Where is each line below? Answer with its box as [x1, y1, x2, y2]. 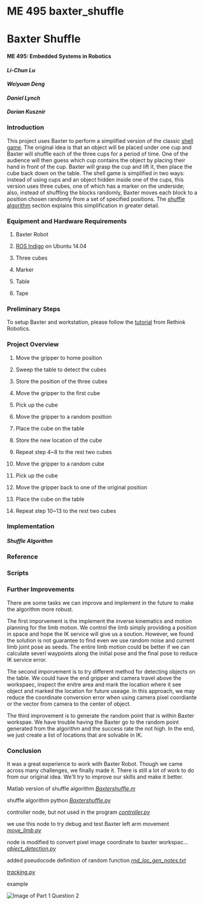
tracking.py [7, 868, 36, 876]
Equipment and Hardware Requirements [7, 217, 127, 225]
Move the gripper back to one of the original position [15, 483, 148, 490]
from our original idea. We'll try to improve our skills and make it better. [7, 773, 184, 780]
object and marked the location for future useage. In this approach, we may [7, 687, 196, 694]
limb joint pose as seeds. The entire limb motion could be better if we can [7, 643, 190, 650]
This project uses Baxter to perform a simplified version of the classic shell [7, 137, 194, 144]
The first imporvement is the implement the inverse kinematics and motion [7, 617, 192, 624]
